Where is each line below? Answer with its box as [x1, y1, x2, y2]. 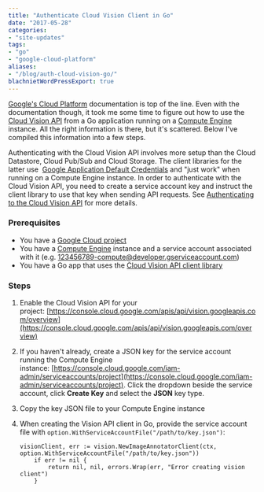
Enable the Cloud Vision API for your [19, 298, 137, 308]
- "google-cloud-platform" [8, 56, 97, 64]
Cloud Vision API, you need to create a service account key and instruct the [8, 181, 253, 191]
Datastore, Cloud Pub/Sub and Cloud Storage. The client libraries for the [8, 156, 242, 165]
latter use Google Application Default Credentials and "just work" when [8, 165, 240, 174]
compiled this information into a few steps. [8, 132, 146, 142]
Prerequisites [8, 217, 60, 228]
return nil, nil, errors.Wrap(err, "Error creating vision [48, 464, 245, 472]
